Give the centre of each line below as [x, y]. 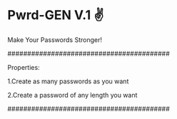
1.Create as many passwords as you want [68, 81]
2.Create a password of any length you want [72, 95]
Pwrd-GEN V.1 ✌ [56, 15]
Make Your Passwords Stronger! [55, 40]
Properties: [24, 67]
